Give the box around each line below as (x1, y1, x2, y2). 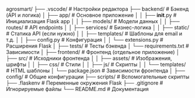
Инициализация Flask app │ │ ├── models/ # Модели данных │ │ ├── (6, 18, 180, 24)
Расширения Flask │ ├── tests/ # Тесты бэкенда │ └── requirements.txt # (6, 42, 189, 49)
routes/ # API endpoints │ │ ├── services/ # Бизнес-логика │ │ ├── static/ (6, 24, 190, 31)
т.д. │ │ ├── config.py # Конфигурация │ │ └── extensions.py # (6, 37, 163, 43)
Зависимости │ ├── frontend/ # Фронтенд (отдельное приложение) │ (6, 49, 180, 55)
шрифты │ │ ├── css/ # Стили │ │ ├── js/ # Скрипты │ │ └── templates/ (6, 61, 186, 68)
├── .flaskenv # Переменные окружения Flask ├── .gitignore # (6, 79, 163, 86)
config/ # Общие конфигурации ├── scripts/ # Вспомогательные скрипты (6, 73, 190, 80)
